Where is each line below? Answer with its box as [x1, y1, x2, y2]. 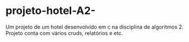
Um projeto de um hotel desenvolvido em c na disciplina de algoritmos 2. [5, 23, 184, 30]
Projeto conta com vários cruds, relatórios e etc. [5, 29, 123, 36]
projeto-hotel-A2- [5, 4, 96, 17]
